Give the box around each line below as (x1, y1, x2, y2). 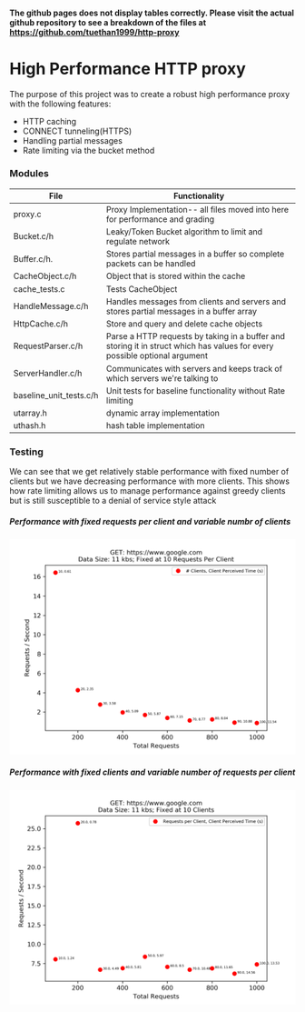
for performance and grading (105, 214, 215, 225)
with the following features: (9, 98, 112, 109)
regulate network (105, 235, 171, 246)
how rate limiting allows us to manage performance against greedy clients (9, 486, 286, 496)
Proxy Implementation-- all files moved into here (105, 204, 289, 215)
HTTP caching (22, 115, 77, 126)
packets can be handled (105, 258, 196, 269)
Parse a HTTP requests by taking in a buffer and (105, 331, 286, 342)
